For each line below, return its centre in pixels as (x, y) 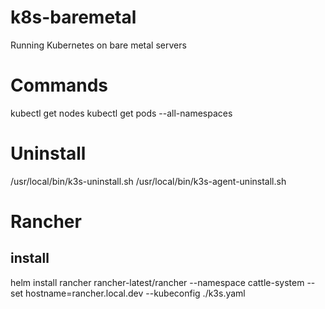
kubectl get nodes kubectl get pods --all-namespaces (121, 113)
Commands (59, 85)
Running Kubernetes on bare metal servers (98, 45)
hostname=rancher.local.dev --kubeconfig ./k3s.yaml (135, 293)
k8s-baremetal (73, 17)
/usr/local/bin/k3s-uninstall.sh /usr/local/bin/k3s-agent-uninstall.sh (148, 181)
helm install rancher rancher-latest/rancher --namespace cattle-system (157, 282)
